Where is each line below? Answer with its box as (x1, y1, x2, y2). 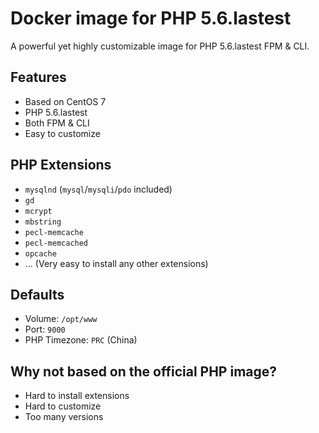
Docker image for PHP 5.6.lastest (10, 7, 292, 30)
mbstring (24, 217, 62, 227)
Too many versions (24, 411, 104, 423)
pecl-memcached (24, 238, 89, 248)
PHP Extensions (10, 157, 112, 174)
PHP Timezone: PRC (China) (24, 334, 138, 346)
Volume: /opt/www (24, 313, 98, 325)
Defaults (10, 286, 65, 303)
